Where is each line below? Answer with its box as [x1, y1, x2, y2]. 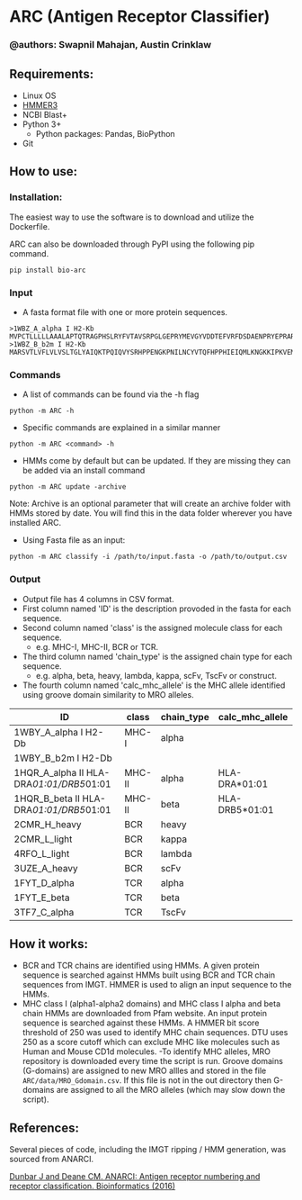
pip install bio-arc [9, 266, 87, 275]
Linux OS [22, 90, 57, 101]
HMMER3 [22, 99, 58, 110]
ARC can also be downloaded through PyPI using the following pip [9, 239, 255, 249]
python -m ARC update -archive [9, 483, 127, 492]
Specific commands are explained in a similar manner [22, 422, 221, 433]
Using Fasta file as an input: [22, 535, 126, 546]
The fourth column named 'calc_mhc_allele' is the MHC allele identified [22, 680, 286, 690]
